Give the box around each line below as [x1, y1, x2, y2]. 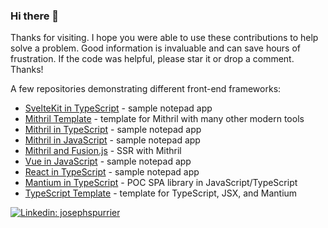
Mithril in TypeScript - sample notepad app [24, 124, 202, 136]
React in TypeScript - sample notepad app [24, 166, 200, 178]
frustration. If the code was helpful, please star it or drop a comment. [10, 53, 295, 65]
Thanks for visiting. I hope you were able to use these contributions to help [10, 32, 319, 44]
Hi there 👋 [10, 9, 60, 23]
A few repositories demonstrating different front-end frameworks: [10, 83, 282, 95]
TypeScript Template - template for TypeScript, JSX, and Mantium [24, 187, 298, 199]
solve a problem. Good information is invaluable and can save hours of [10, 42, 302, 54]
